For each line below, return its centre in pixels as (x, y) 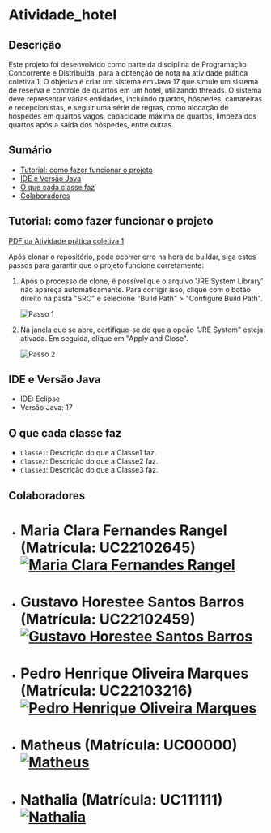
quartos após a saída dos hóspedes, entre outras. (91, 125)
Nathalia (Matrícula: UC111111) (121, 799)
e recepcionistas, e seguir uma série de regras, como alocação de (119, 108)
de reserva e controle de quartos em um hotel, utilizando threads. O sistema (135, 90)
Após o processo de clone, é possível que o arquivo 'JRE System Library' (142, 281)
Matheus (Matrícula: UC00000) (129, 745)
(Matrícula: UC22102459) (108, 619)
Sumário (30, 151)
